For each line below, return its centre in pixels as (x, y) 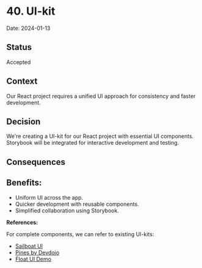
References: (22, 222)
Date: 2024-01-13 (28, 28)
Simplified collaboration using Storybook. (67, 210)
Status (19, 47)
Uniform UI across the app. (49, 197)
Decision (23, 121)
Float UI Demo (33, 259)
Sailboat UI (29, 246)
